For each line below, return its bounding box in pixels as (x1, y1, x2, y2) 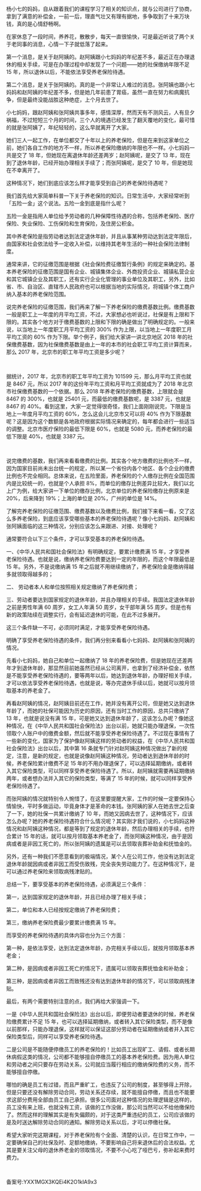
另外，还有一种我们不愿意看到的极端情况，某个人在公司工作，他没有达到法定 (6, 853, 195, 860)
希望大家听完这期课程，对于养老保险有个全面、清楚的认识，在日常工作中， (6, 1132, 190, 1138)
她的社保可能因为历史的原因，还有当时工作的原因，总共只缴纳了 (32, 708, 190, 714)
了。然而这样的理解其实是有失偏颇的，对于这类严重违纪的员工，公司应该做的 (6, 1111, 195, 1118)
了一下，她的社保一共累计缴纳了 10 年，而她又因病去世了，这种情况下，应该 (6, 810, 193, 817)
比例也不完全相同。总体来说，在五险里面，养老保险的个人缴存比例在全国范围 (6, 472, 195, 479)
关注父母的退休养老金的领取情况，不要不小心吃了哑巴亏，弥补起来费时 (22, 1147, 195, 1153)
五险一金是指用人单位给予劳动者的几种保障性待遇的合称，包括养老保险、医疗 (6, 213, 195, 219)
